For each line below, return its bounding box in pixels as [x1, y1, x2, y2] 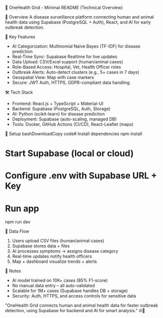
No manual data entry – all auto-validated [12, 283, 95, 289]
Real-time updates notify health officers [12, 254, 92, 259]
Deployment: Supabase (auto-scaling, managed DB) [12, 116, 117, 122]
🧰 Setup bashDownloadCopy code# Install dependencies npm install [5, 131, 143, 137]
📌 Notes [5, 268, 21, 274]
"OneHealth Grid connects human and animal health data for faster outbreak [5, 302, 158, 308]
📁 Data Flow [5, 228, 29, 234]
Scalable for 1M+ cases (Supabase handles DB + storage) [12, 288, 128, 294]
